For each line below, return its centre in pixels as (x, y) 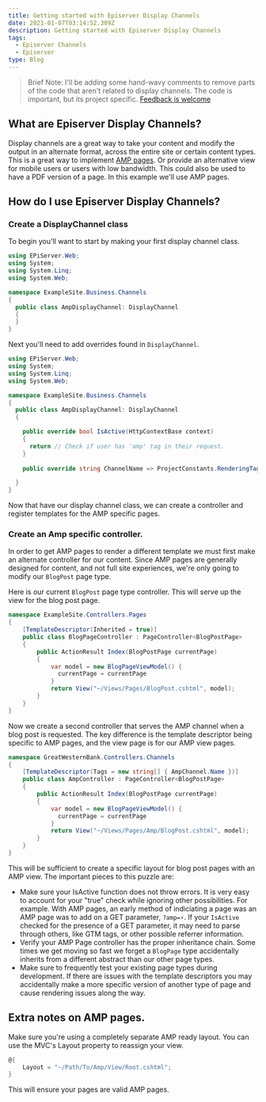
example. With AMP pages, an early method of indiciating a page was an (138, 909)
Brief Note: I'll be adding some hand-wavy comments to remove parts (141, 82)
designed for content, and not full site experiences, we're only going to (124, 568)
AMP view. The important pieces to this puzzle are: (91, 876)
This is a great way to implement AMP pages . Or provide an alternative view (132, 160)
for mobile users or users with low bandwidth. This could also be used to (127, 168)
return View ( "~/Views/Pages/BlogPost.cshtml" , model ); (143, 689)
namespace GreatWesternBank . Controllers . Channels (92, 757)
